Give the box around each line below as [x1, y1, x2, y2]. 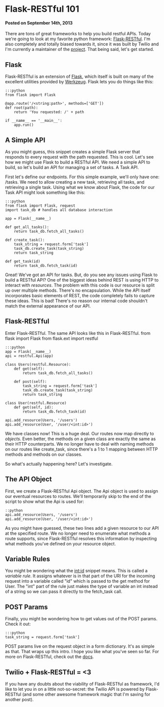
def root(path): [5, 105, 38, 111]
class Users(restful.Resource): [5, 362, 71, 367]
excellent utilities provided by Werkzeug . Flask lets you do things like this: [5, 79, 154, 85]
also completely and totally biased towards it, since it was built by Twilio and [5, 41, 159, 47]
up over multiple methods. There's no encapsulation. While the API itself [5, 287, 151, 293]
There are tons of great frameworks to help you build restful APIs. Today [5, 31, 151, 37]
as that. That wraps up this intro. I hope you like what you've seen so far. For [5, 649, 159, 655]
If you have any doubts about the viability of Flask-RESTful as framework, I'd [5, 681, 160, 687]
